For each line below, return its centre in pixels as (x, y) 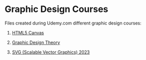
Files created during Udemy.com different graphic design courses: (73, 23)
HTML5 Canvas (28, 32)
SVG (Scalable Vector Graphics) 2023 (51, 52)
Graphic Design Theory (36, 42)
